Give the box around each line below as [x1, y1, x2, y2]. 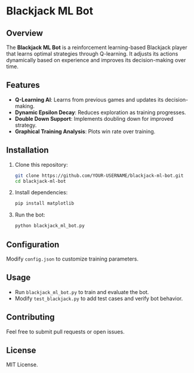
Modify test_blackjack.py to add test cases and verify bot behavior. [14, 295, 183, 302]
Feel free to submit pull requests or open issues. [6, 328, 125, 335]
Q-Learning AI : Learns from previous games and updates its [14, 96, 164, 103]
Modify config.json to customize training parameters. [6, 255, 139, 262]
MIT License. [6, 361, 38, 368]
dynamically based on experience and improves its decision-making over [6, 57, 186, 63]
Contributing [6, 312, 55, 322]
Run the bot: [14, 211, 45, 219]
